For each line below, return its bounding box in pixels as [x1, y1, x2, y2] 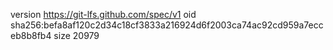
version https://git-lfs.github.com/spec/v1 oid [10, 9, 197, 20]
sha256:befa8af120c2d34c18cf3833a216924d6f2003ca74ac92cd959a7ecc [10, 19, 324, 31]
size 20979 [53, 30, 100, 41]
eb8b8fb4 [10, 30, 52, 41]
